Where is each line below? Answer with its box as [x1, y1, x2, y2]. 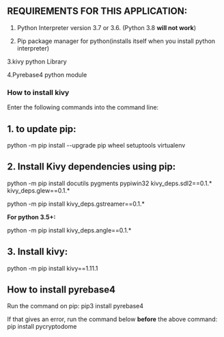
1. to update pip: [7, 123, 76, 135]
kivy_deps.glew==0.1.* [7, 186, 70, 194]
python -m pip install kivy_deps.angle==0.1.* [7, 226, 132, 234]
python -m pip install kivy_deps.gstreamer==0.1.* [7, 200, 145, 208]
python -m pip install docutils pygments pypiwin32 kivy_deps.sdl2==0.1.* [7, 179, 212, 187]
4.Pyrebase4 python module [7, 70, 87, 79]
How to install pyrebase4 [7, 284, 116, 295]
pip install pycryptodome [7, 323, 77, 331]
